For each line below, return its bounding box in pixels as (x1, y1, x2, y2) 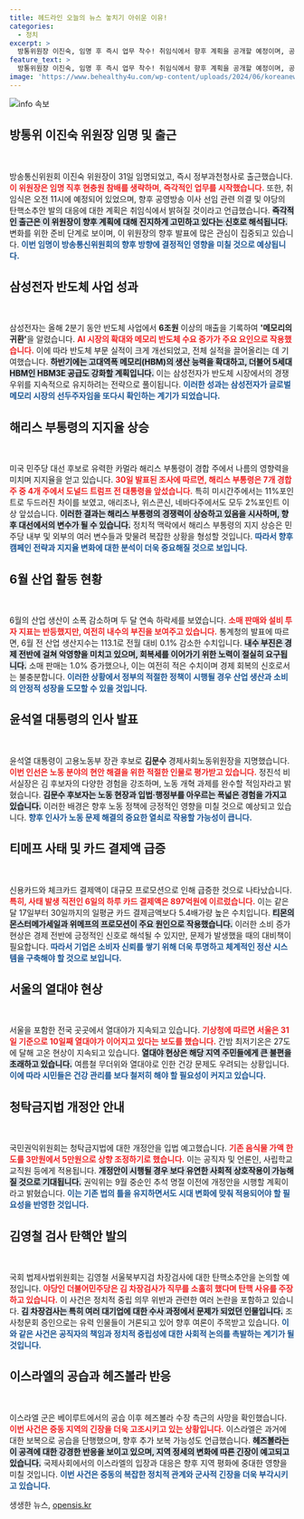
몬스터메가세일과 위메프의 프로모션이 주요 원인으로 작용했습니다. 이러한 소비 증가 (9, 918, 291, 930)
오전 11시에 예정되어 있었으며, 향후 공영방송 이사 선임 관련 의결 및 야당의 (33, 193, 286, 204)
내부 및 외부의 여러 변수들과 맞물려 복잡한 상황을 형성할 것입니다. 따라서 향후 (25, 531, 294, 542)
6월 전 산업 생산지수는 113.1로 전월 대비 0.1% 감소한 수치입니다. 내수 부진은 (21, 638, 283, 648)
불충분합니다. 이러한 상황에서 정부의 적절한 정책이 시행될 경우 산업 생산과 (18, 672, 272, 682)
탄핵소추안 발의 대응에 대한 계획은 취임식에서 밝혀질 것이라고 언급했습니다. (9, 205, 271, 216)
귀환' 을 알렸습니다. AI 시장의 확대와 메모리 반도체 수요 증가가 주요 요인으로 (9, 334, 269, 345)
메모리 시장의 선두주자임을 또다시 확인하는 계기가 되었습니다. (9, 391, 221, 402)
